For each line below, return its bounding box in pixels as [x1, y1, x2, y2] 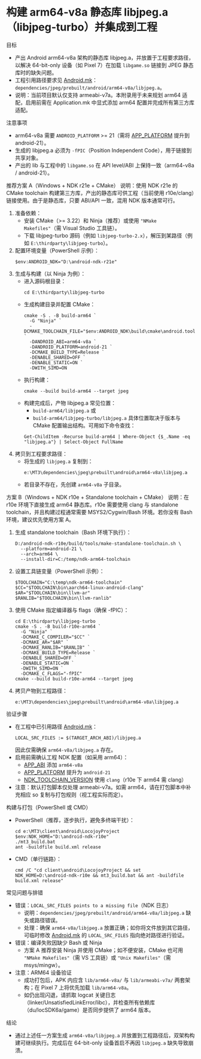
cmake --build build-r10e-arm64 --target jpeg [14, 676, 133, 682]
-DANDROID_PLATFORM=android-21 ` [29, 344, 112, 350]
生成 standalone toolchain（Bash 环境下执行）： [14, 529, 132, 536]
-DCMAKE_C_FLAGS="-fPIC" [20, 670, 83, 676]
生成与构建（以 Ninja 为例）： [14, 270, 86, 277]
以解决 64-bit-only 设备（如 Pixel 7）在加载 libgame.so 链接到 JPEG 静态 [14, 61, 194, 69]
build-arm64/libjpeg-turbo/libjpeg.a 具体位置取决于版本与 [32, 414, 181, 422]
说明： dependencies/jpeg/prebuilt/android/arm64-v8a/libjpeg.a [23, 909, 185, 916]
